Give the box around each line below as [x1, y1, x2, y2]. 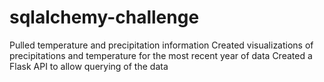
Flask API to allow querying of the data [9, 60, 169, 72]
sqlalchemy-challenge [9, 6, 200, 29]
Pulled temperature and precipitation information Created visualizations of [9, 39, 314, 51]
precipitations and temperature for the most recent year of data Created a [9, 49, 313, 61]
